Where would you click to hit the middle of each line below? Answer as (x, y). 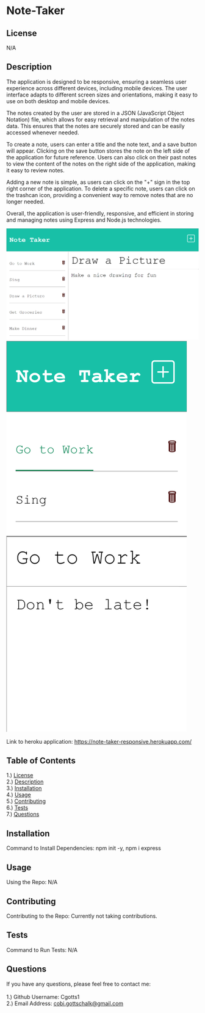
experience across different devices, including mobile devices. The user (97, 88)
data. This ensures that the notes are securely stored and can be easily (95, 126)
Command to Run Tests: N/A (42, 949)
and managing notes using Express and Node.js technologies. (84, 220)
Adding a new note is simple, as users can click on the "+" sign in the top (98, 182)
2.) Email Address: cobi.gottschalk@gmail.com (65, 1003)
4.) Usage (19, 795)
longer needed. (25, 202)
